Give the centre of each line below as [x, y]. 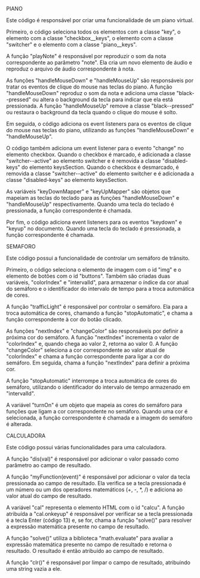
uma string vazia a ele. [34, 569]
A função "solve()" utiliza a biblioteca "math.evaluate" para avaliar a [90, 538]
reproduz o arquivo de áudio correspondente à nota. [71, 69]
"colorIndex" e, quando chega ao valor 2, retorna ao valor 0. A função [92, 344]
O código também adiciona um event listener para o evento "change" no [95, 148]
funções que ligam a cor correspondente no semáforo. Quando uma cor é [97, 411]
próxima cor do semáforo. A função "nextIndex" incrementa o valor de [93, 337]
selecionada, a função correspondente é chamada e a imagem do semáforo [99, 418]
